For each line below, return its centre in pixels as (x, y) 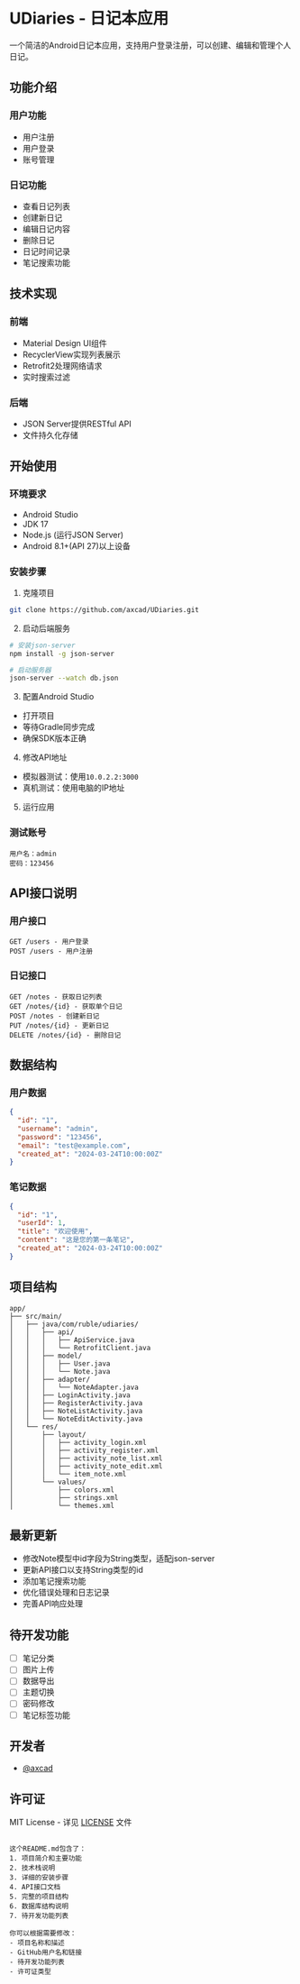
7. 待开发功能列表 (39, 1916)
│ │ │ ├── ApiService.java (72, 1339)
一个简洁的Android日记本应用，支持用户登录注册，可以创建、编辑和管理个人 (150, 45)
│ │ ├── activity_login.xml (78, 1442)
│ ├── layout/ (48, 1434)
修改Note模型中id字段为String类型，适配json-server (118, 1559)
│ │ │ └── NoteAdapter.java (74, 1387)
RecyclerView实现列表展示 (72, 354)
